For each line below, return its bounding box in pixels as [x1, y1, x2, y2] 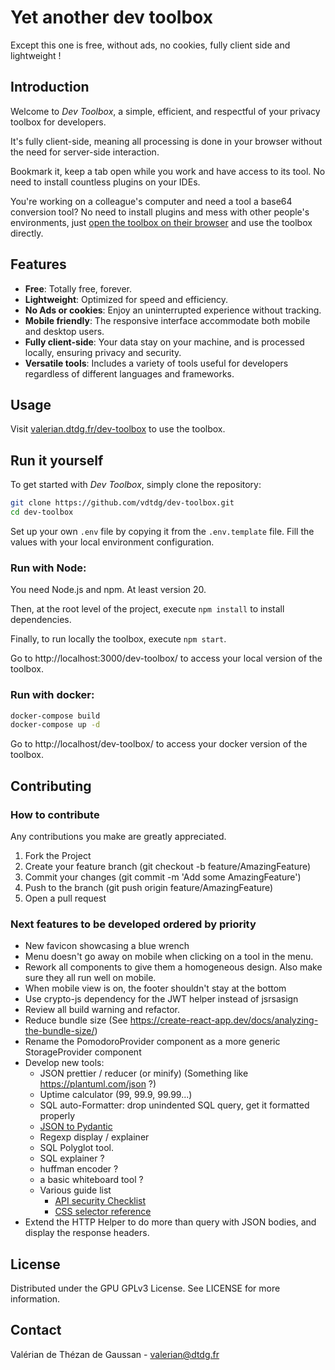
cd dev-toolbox [10, 507, 74, 518]
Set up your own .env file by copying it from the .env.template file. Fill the [10, 525, 315, 537]
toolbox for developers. [10, 116, 107, 128]
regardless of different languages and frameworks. [24, 367, 235, 380]
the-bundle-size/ [24, 1025, 95, 1037]
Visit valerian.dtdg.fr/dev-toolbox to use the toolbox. [10, 423, 226, 435]
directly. [10, 227, 44, 239]
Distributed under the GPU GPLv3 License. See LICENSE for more [10, 1282, 281, 1295]
